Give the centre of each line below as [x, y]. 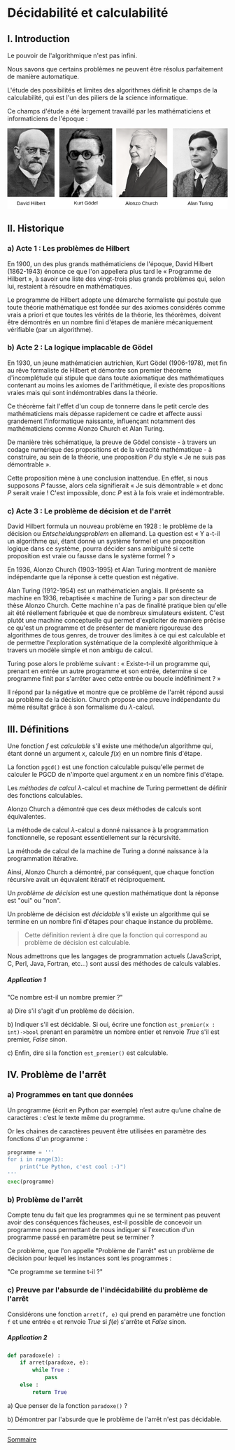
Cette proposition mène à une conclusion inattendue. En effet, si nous [108, 478]
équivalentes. [27, 816]
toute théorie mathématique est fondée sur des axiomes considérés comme [116, 307]
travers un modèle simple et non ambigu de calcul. [80, 650]
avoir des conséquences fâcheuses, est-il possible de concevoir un [105, 1222]
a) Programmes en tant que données [71, 1095]
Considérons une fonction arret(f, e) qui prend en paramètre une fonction [116, 1314]
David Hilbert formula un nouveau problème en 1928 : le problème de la [110, 526]
